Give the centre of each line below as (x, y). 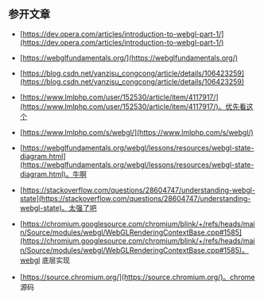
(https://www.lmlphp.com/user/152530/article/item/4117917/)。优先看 (133, 107)
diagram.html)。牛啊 (53, 174)
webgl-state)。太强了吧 (58, 208)
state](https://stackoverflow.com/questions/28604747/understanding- (135, 198)
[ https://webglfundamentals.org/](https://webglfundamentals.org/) (129, 57)
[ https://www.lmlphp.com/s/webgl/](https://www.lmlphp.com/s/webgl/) (137, 132)
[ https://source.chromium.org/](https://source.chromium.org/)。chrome (137, 277)
